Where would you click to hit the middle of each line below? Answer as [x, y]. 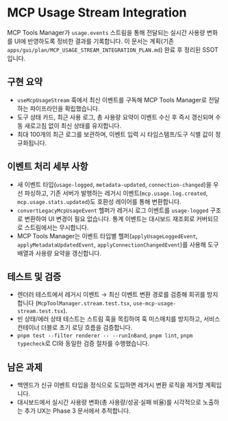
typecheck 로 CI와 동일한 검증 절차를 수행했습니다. [83, 343]
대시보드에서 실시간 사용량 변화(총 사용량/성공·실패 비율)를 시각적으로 [109, 402]
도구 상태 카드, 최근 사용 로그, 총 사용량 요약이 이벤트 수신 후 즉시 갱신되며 [115, 117]
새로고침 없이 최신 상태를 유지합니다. [73, 126]
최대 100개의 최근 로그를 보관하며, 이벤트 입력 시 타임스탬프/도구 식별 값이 [115, 134]
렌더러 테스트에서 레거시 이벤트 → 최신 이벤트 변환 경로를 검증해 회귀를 [111, 295]
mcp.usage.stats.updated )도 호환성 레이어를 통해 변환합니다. [99, 201]
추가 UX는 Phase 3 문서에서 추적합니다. [78, 411]
